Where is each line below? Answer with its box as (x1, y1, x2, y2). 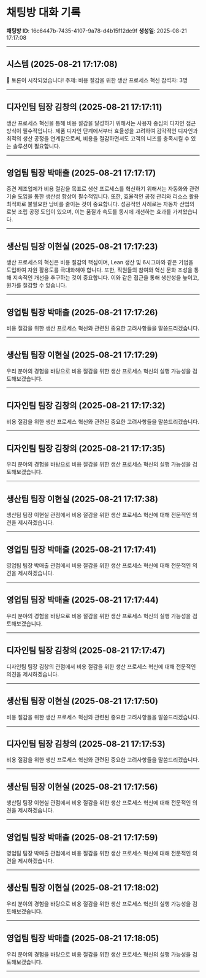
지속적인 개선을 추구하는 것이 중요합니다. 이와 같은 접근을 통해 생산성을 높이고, (12, 274, 199, 281)
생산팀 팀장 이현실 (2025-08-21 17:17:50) (6, 696, 158, 706)
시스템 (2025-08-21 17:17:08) (6, 59, 118, 69)
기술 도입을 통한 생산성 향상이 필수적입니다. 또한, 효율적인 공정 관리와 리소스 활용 (6, 193, 199, 200)
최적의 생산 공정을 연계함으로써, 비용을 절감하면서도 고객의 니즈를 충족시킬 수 (6, 134, 190, 142)
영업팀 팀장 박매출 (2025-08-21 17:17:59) (6, 832, 158, 842)
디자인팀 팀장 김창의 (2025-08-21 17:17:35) (6, 443, 166, 454)
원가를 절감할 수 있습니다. (6, 281, 67, 289)
